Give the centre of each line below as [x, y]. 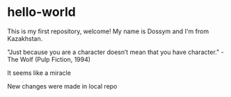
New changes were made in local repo [62, 86]
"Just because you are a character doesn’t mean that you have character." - [115, 52]
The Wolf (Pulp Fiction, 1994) [49, 59]
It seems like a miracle [39, 73]
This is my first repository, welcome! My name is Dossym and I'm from [108, 31]
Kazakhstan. [25, 38]
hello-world [42, 12]
